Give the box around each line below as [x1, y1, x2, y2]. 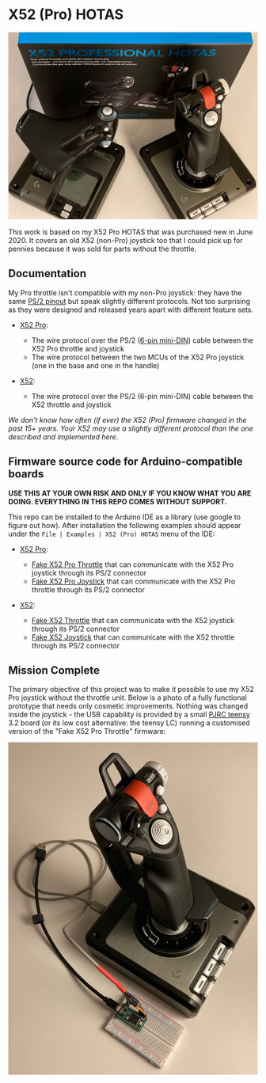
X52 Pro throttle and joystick [31, 344, 125, 353]
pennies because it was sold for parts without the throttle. [8, 244, 196, 253]
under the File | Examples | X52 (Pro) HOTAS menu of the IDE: [8, 529, 215, 538]
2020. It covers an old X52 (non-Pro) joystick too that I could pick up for [8, 235, 243, 245]
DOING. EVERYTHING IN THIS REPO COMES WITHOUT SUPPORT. [8, 496, 227, 506]
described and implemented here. [8, 431, 119, 441]
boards [8, 467, 44, 481]
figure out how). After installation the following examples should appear [8, 520, 241, 530]
